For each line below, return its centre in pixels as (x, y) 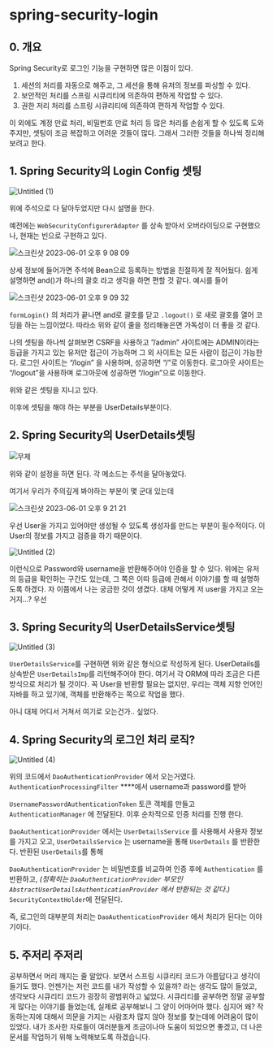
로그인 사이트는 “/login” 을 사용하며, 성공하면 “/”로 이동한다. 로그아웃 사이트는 (142, 362)
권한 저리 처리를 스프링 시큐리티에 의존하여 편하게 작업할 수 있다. (123, 106)
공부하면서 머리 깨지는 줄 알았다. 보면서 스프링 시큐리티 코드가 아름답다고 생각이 (135, 976)
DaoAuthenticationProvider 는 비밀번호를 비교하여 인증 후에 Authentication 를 (136, 869)
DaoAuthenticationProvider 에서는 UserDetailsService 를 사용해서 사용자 (129, 831)
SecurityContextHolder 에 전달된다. (66, 899)
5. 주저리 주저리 (46, 955)
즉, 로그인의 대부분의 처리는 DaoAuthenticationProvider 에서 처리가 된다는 (128, 917)
